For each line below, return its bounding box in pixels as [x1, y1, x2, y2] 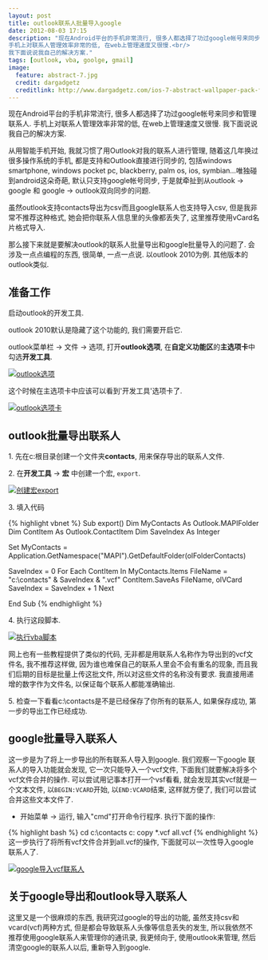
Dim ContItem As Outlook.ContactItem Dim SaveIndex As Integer [8, 527, 221, 536]
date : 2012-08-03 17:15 [8, 26, 88, 34]
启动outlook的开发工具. [8, 309, 85, 318]
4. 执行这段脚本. [8, 615, 61, 624]
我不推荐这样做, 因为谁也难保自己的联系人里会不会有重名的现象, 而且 [26, 659, 251, 668]
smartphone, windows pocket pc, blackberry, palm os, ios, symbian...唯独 [8, 165, 250, 176]
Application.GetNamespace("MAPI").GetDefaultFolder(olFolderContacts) [8, 551, 246, 560]
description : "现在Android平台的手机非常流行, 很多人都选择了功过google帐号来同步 [8, 34, 261, 42]
